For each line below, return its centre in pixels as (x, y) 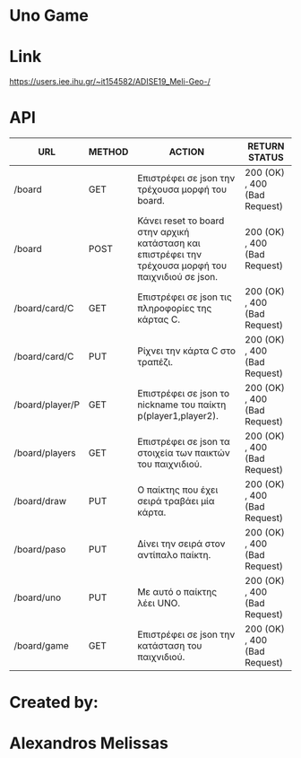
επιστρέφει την (170, 255)
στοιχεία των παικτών (184, 453)
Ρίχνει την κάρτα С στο (186, 351)
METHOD (108, 152)
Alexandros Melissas (89, 743)
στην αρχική (163, 232)
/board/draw (40, 501)
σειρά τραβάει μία (176, 501)
